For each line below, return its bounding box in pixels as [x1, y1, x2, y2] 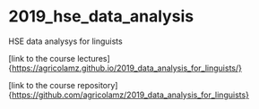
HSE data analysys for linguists [8, 36, 123, 46]
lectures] [76, 53, 111, 63]
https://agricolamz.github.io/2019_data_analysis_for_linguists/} [11, 63, 243, 73]
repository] [76, 80, 118, 90]
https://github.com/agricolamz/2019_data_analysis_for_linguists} [11, 89, 250, 100]
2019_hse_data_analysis [8, 6, 194, 27]
